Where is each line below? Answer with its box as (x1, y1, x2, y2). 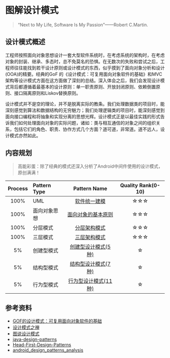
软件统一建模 (75, 197, 106, 205)
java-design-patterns (12, 336, 57, 342)
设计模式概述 (5, 37, 46, 46)
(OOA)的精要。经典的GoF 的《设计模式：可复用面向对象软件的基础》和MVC (5, 71, 162, 77)
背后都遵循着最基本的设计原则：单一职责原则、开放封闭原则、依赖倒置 (9, 84, 156, 90)
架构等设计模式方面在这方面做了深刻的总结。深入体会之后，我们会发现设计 (5, 77, 160, 84)
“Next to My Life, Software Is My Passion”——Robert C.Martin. (17, 21, 148, 28)
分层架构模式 (75, 224, 106, 231)
